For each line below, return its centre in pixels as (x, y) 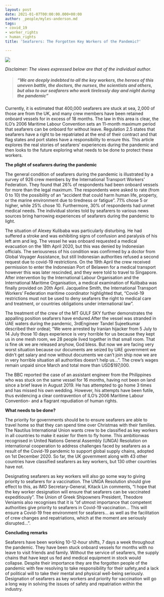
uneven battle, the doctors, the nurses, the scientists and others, (85, 85)
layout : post (18, 10)
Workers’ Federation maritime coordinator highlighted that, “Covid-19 (75, 293)
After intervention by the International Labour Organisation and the (72, 277)
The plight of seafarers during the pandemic (51, 164)
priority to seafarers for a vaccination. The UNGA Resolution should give (78, 481)
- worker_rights (22, 32)
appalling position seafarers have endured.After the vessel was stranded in (81, 318)
